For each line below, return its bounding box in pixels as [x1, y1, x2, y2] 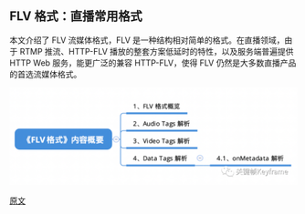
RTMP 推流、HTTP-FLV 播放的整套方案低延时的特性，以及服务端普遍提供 [19, 46, 294, 56]
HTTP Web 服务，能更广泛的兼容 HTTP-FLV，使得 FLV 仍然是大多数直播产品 [9, 57, 297, 68]
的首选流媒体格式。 [9, 68, 82, 79]
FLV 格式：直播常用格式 [9, 8, 143, 25]
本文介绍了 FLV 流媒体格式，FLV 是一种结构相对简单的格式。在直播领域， [9, 35, 285, 46]
